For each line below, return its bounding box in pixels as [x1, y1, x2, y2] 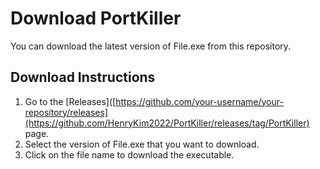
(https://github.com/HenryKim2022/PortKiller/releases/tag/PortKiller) [24, 117, 310, 129]
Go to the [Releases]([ [24, 95, 117, 107]
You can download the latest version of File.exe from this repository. [10, 40, 292, 52]
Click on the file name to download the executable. [24, 148, 235, 161]
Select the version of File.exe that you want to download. [24, 138, 260, 150]
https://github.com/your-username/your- [115, 95, 284, 107]
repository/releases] [24, 106, 108, 118]
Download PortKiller [10, 7, 182, 30]
